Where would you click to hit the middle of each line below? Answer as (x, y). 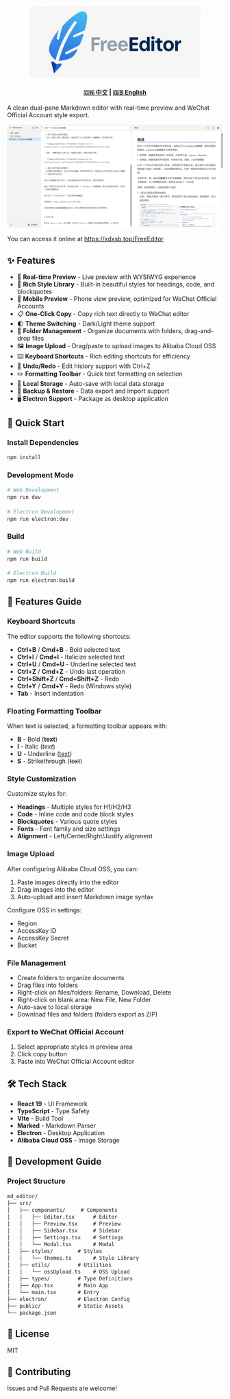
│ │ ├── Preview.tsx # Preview (64, 1224)
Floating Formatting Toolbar (54, 711)
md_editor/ (23, 1196)
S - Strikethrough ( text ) (50, 761)
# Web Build (24, 551)
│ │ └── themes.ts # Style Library (73, 1258)
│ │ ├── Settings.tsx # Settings (66, 1237)
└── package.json (32, 1313)
